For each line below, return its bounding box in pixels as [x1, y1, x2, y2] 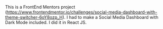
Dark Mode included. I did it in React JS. [5, 19, 87, 25]
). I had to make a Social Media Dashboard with [62, 14, 159, 20]
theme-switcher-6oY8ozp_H [5, 14, 63, 20]
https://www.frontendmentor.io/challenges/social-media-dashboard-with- [6, 9, 158, 15]
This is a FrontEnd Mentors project [5, 4, 76, 10]
